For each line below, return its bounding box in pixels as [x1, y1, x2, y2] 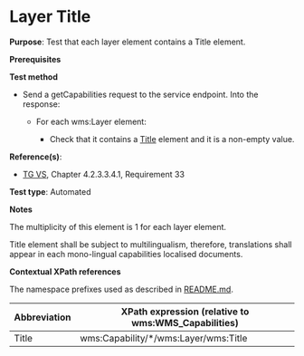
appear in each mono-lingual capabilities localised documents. [9, 248, 243, 259]
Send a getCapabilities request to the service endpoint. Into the [22, 89, 259, 100]
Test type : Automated [9, 186, 91, 197]
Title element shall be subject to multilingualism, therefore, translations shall [9, 238, 292, 250]
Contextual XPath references [9, 265, 121, 277]
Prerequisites [9, 53, 62, 64]
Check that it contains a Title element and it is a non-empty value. [49, 133, 295, 144]
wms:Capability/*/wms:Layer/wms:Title [80, 332, 248, 344]
